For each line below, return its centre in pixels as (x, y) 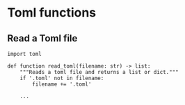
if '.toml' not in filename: (62, 78)
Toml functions (52, 13)
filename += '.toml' (62, 84)
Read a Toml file (42, 38)
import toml (24, 54)
